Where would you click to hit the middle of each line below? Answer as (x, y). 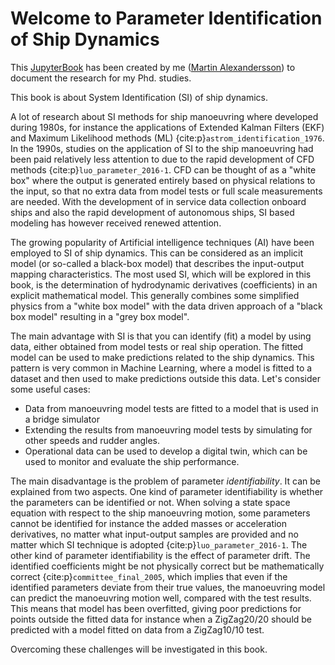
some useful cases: (50, 389)
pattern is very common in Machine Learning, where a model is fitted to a (161, 368)
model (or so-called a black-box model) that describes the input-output (157, 263)
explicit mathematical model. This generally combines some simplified (155, 295)
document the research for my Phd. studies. (101, 78)
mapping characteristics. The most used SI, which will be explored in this (161, 274)
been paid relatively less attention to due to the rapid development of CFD (162, 159)
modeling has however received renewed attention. (116, 223)
